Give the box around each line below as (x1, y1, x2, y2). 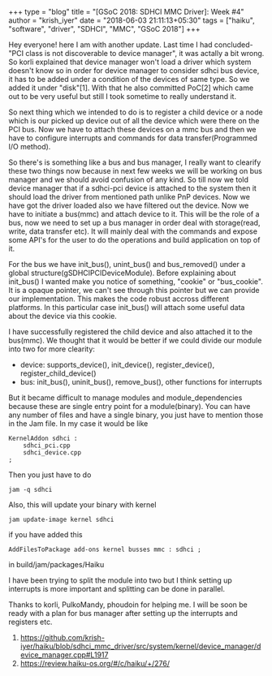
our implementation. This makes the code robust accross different (8, 294, 230, 304)
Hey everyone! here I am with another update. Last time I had (8, 40, 213, 50)
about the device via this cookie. (8, 312, 118, 321)
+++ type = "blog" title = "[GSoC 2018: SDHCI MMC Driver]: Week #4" (8, 7, 245, 16)
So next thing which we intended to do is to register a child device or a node (8, 107, 263, 117)
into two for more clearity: (8, 344, 96, 354)
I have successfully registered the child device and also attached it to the (8, 327, 253, 336)
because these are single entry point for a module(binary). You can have (8, 402, 251, 411)
